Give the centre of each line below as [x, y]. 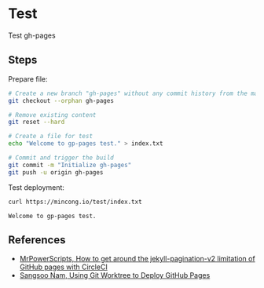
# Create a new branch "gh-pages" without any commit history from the [128, 93]
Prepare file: [28, 78]
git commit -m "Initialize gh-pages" [70, 165]
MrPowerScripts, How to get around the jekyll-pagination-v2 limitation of [137, 259]
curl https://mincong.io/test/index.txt [75, 202]
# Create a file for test [50, 137]
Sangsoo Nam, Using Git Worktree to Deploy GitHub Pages [115, 275]
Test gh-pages [32, 35]
